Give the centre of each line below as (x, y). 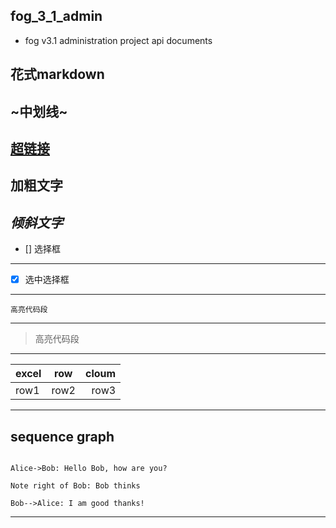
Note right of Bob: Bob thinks (75, 486)
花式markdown (57, 74)
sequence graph (62, 436)
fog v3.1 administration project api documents (118, 40)
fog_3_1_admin (56, 16)
